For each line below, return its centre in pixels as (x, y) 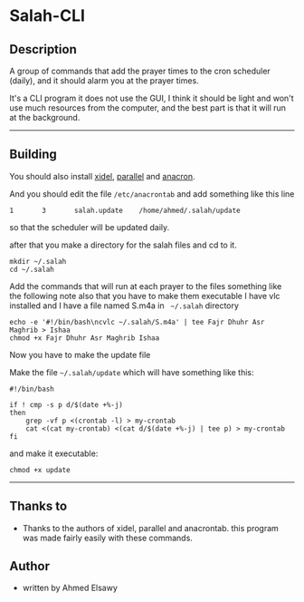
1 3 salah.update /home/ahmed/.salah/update (125, 210)
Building (33, 155)
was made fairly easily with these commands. (107, 538)
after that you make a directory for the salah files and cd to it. (123, 245)
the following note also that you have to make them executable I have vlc (145, 296)
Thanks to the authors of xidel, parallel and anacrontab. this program (150, 528)
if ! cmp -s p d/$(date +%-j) (66, 404)
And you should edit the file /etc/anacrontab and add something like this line (152, 194)
